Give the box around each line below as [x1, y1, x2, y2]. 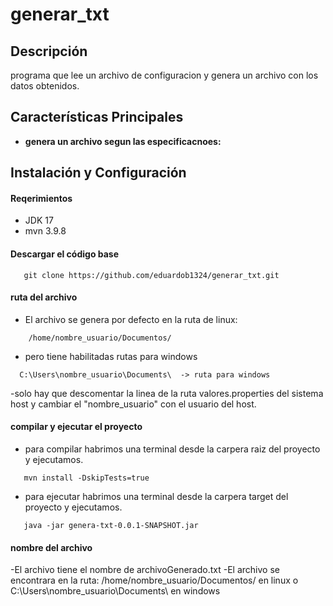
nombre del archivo [10, 541, 93, 553]
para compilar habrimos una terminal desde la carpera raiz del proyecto [24, 443, 321, 455]
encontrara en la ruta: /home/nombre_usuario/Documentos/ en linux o [10, 574, 299, 587]
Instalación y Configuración [10, 164, 187, 182]
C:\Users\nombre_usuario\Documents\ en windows [10, 585, 221, 597]
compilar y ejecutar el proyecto [10, 421, 143, 433]
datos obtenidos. [10, 80, 80, 92]
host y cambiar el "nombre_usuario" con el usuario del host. [10, 398, 257, 410]
